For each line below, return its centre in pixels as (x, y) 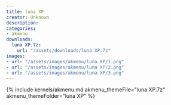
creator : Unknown (28, 17)
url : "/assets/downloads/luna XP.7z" (64, 51)
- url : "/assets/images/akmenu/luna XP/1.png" (65, 61)
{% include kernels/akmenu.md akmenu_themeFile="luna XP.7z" (86, 89)
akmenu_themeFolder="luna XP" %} (51, 96)
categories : (21, 28)
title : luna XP (25, 12)
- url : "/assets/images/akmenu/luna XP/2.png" (65, 67)
